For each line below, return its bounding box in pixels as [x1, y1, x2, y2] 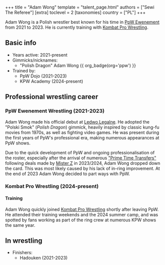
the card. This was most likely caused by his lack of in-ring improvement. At [5, 165, 160, 171]
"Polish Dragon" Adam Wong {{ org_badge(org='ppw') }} [19, 62, 136, 68]
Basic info [5, 39, 37, 47]
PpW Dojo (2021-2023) [19, 73, 67, 79]
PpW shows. [5, 140, 31, 146]
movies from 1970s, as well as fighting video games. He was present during [5, 129, 160, 135]
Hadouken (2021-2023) [19, 255, 68, 261]
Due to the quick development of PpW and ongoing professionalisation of [5, 149, 155, 155]
